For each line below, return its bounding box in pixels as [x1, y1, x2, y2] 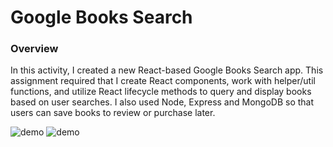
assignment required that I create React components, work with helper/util [10, 75, 316, 87]
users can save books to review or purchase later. [10, 107, 216, 119]
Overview [10, 42, 59, 56]
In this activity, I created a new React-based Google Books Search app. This [10, 64, 324, 76]
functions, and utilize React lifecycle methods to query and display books [10, 86, 312, 98]
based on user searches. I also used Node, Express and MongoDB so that [10, 96, 315, 108]
